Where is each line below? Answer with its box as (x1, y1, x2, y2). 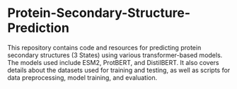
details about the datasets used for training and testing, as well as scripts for (7, 66, 231, 74)
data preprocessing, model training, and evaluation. (7, 73, 158, 82)
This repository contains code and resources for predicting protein (7, 43, 202, 52)
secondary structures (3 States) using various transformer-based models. (7, 51, 223, 59)
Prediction (7, 20, 69, 36)
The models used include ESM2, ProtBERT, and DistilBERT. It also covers (7, 58, 219, 66)
